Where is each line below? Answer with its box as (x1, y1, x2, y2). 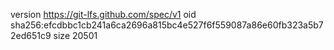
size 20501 (53, 30, 98, 41)
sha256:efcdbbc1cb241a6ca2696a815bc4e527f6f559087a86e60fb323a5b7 (10, 19, 324, 31)
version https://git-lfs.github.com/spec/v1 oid (10, 9, 197, 20)
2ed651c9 (10, 30, 52, 41)
